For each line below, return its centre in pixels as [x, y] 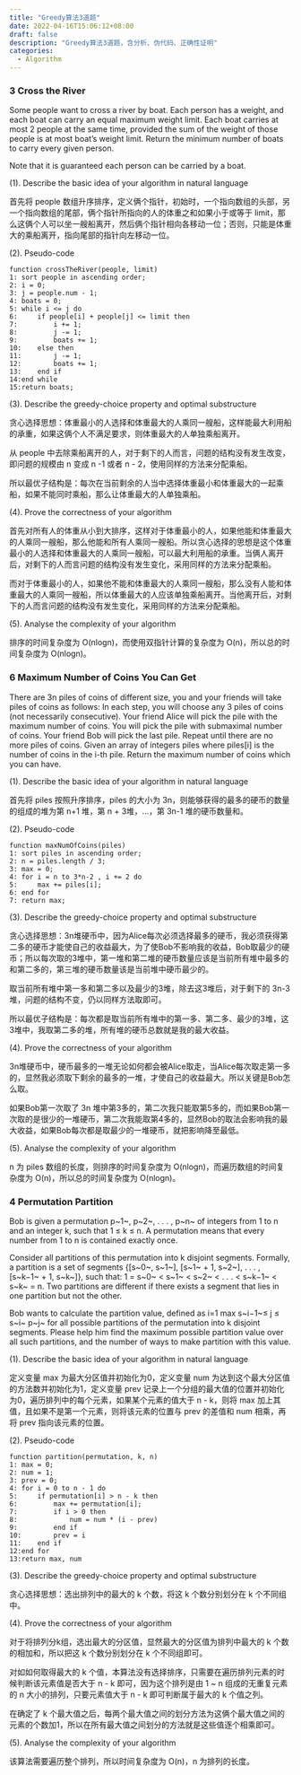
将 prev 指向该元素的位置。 [59, 1422]
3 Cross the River [47, 91]
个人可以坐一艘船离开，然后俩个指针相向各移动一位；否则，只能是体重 [162, 224]
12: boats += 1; [54, 364]
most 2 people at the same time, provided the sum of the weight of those [144, 129]
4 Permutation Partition [61, 1202]
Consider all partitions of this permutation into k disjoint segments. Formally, [150, 1257]
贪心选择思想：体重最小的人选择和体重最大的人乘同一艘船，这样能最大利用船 [150, 423]
